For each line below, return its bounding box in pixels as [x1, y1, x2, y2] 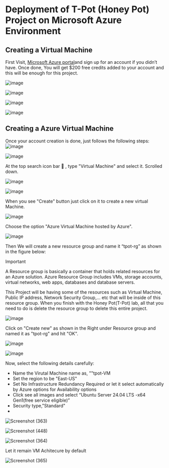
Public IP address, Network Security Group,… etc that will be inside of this [5, 294, 161, 301]
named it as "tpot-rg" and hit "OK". [5, 330, 78, 336]
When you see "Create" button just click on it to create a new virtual [5, 198, 148, 204]
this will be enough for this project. [5, 70, 78, 76]
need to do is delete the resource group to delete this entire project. [5, 305, 148, 311]
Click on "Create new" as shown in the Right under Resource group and [5, 325, 156, 331]
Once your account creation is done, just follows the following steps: [5, 138, 150, 144]
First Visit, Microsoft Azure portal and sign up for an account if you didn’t [5, 59, 157, 65]
